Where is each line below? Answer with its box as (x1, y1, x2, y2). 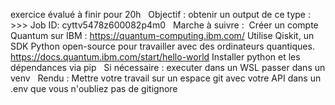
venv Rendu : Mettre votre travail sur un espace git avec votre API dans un (10, 72, 322, 84)
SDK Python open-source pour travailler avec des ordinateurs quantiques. (10, 40, 315, 52)
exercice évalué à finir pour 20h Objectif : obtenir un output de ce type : (10, 9, 311, 20)
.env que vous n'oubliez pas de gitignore (10, 83, 178, 94)
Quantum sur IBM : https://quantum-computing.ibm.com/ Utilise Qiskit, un (10, 30, 315, 41)
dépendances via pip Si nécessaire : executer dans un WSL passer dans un (10, 62, 326, 73)
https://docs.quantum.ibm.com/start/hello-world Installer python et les (10, 51, 301, 63)
